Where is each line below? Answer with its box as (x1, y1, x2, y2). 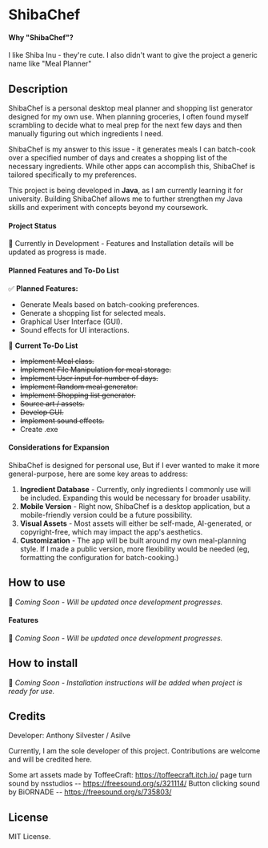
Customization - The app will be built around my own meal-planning (19, 535, 246, 545)
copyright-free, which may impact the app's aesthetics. (19, 527, 203, 536)
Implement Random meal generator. (19, 382, 138, 391)
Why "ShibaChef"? (8, 32, 74, 42)
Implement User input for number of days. (19, 373, 158, 382)
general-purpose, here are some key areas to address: (8, 469, 188, 479)
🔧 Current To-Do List (8, 341, 78, 350)
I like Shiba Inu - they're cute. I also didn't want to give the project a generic (8, 50, 258, 60)
